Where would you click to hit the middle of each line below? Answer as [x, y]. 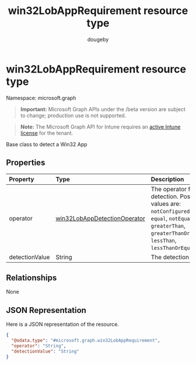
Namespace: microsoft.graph [41, 98]
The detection [170, 257]
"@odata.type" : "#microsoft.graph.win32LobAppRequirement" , [86, 340]
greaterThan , [168, 225]
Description [167, 179]
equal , [159, 218]
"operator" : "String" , [39, 346]
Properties [26, 163]
